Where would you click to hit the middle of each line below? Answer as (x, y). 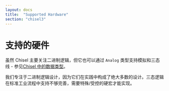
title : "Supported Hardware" (37, 14)
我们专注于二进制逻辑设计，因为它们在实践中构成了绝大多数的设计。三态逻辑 (84, 77)
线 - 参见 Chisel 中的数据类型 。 (37, 66)
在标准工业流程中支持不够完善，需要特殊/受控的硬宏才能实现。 (70, 83)
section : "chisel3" (26, 19)
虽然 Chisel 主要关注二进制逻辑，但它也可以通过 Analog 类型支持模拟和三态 (82, 60)
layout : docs (19, 10)
